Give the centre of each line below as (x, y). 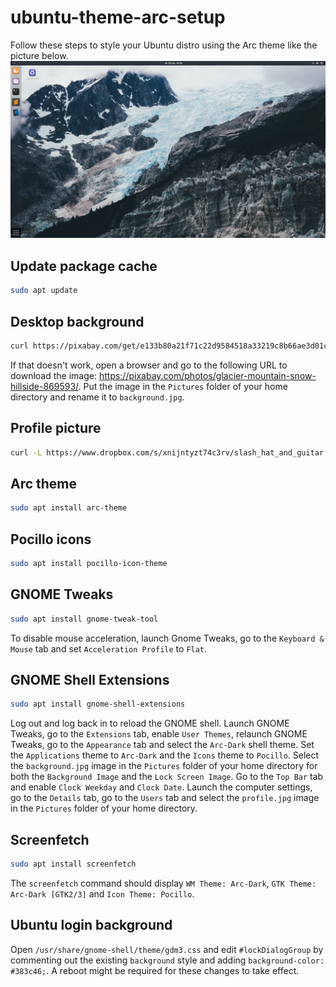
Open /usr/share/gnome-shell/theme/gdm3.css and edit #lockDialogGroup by (167, 949)
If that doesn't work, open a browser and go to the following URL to (149, 365)
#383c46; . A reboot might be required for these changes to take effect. (155, 970)
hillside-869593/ (44, 386)
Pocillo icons (51, 539)
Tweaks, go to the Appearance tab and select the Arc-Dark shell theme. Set (162, 745)
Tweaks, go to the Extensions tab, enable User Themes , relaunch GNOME (159, 734)
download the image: (53, 375)
